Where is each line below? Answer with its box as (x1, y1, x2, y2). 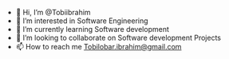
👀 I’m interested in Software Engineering (15, 16, 149, 26)
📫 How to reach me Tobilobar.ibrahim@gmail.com (15, 42, 182, 51)
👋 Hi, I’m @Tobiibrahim (15, 8, 91, 17)
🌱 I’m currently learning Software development (15, 25, 169, 33)
